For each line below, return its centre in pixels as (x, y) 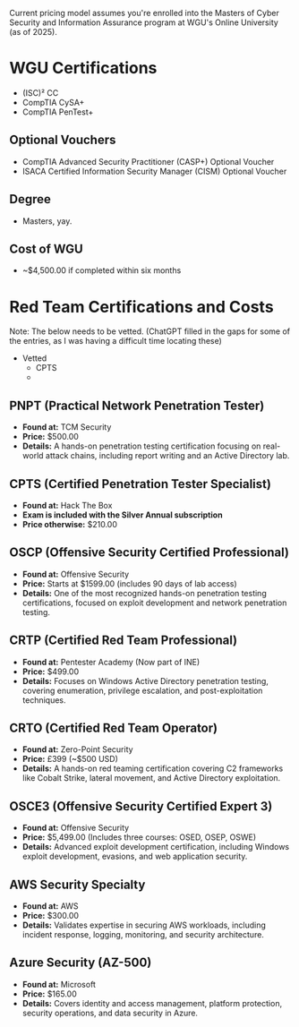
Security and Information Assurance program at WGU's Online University (144, 22)
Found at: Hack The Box (67, 505)
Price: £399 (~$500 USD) (70, 759)
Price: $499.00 (51, 672)
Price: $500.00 (50, 437)
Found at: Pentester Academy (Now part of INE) (111, 662)
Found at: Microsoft (59, 984)
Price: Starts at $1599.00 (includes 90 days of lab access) (129, 583)
